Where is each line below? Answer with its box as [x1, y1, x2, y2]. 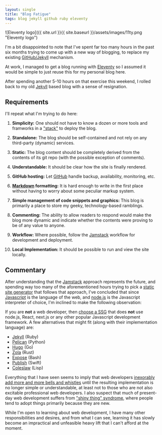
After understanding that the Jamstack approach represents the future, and [5, 279, 156, 284]
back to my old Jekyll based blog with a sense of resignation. [5, 84, 128, 90]
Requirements [5, 98, 49, 106]
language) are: [5, 324, 34, 330]
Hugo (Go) [12, 344, 33, 350]
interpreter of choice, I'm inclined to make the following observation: [5, 300, 142, 305]
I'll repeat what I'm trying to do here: [5, 111, 78, 117]
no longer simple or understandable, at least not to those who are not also [5, 385, 153, 390]
